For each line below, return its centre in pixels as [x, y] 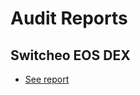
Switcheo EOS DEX [70, 55]
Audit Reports [69, 18]
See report [47, 79]
